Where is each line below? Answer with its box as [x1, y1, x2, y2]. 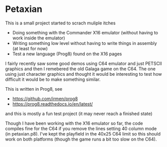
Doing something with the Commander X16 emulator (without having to [12, 29, 159, 35]
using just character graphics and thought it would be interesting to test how [5, 71, 162, 77]
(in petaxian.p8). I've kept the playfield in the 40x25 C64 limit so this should [5, 131, 161, 137]
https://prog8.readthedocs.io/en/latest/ [12, 101, 93, 107]
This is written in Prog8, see [5, 86, 62, 92]
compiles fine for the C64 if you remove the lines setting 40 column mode [5, 126, 157, 132]
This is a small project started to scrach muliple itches [5, 20, 116, 26]
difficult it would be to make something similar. [5, 76, 101, 82]
